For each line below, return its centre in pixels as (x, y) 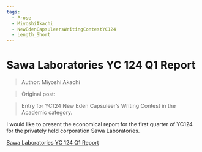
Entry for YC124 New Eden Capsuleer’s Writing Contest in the (99, 106)
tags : (13, 12)
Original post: (38, 94)
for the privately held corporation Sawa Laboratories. (73, 131)
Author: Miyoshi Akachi (51, 82)
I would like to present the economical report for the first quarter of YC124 (99, 124)
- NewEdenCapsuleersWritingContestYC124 (64, 29)
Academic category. (47, 112)
